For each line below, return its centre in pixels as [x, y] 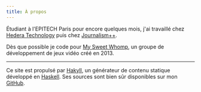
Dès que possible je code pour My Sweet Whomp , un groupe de [85, 47]
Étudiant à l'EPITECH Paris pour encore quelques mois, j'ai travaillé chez [95, 29]
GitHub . [16, 83]
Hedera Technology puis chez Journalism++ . [62, 35]
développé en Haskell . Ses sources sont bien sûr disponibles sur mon [92, 76]
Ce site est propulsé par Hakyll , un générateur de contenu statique [88, 70]
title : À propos [26, 12]
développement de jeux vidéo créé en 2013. [60, 53]
